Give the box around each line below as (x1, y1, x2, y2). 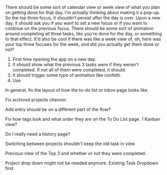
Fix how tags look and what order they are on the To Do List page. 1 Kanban (5, 116, 161, 122)
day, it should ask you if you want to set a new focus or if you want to (5, 20, 148, 26)
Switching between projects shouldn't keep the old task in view (5, 141, 135, 147)
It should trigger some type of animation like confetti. (12, 72, 122, 78)
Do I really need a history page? (5, 131, 71, 137)
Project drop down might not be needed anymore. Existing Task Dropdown (5, 160, 159, 166)
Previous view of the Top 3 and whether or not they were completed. (5, 151, 147, 156)
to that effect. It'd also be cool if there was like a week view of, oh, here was (5, 36, 161, 42)
